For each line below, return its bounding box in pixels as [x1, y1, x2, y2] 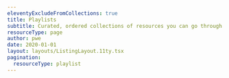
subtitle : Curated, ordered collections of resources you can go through [7, 22, 223, 29]
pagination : [7, 54, 41, 61]
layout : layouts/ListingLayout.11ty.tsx [7, 48, 125, 55]
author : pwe [7, 35, 41, 42]
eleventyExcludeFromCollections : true [7, 9, 118, 17]
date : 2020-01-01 [7, 41, 57, 48]
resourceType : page [7, 28, 63, 36]
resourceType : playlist [13, 60, 81, 67]
